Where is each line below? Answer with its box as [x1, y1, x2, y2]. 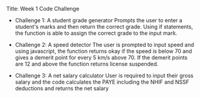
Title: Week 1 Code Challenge [6, 5, 80, 12]
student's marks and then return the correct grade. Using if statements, [15, 23, 193, 30]
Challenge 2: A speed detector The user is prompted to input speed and [15, 41, 195, 48]
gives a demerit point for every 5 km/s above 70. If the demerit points [15, 54, 188, 61]
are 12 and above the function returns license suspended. [15, 60, 159, 67]
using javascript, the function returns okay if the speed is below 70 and [15, 47, 192, 55]
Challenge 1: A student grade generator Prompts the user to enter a [15, 17, 182, 23]
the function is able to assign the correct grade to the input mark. [15, 29, 178, 37]
